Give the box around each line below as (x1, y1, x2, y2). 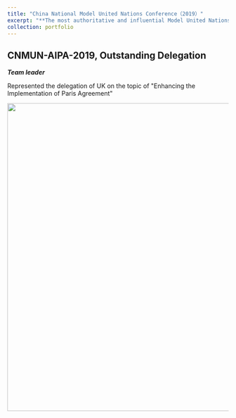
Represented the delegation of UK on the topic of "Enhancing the (7, 82, 195, 90)
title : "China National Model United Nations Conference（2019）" (7, 10, 204, 18)
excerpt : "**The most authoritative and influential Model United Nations (7, 17, 231, 24)
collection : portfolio (7, 23, 74, 30)
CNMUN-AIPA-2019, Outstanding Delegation (7, 49, 206, 61)
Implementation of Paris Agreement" (7, 89, 113, 98)
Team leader (7, 68, 46, 77)
